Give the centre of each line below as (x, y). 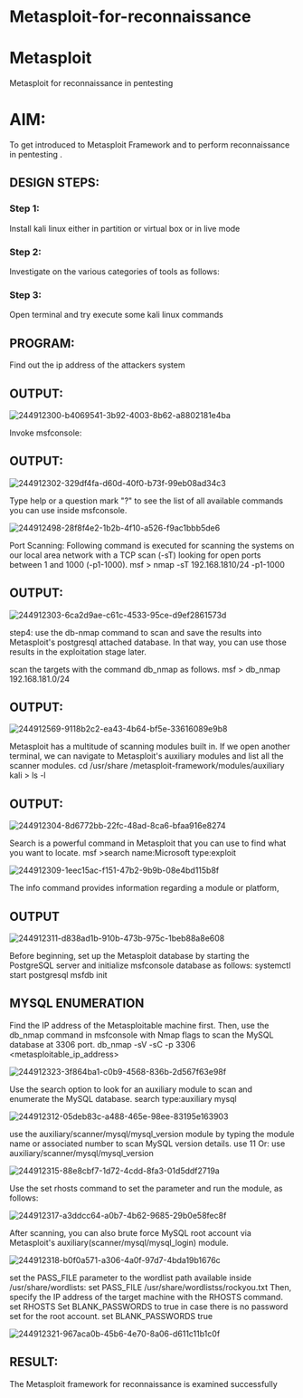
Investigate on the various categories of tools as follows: (114, 272)
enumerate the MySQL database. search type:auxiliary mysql (123, 1098)
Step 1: (24, 208)
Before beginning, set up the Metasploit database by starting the (130, 956)
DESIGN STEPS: (55, 183)
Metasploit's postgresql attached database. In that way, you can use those (148, 642)
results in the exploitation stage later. (78, 651)
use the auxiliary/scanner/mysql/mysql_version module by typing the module (152, 1134)
